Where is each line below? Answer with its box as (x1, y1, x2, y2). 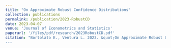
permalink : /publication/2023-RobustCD (5, 16, 90, 21)
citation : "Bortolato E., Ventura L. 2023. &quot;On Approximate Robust (5, 35, 163, 40)
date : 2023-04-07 (5, 21, 42, 26)
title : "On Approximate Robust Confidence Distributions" (5, 7, 131, 12)
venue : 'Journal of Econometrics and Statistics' (5, 26, 113, 31)
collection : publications (5, 12, 60, 17)
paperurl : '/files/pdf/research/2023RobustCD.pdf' (5, 30, 115, 35)
